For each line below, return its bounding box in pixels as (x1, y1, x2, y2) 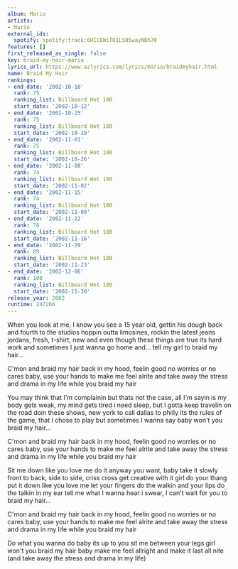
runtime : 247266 (7, 301, 55, 308)
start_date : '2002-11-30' (13, 288, 91, 295)
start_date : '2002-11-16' (13, 235, 91, 242)
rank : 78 (13, 222, 40, 229)
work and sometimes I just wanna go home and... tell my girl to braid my (7, 343, 218, 352)
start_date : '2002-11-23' (13, 261, 91, 269)
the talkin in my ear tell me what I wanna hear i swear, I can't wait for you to (7, 489, 228, 497)
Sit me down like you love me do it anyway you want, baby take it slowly (7, 466, 218, 475)
